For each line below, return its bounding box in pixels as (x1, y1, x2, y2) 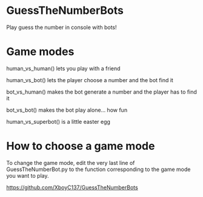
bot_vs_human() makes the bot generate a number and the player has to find (6, 88, 197, 95)
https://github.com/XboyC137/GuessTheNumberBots (6, 184, 138, 191)
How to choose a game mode (6, 140, 155, 153)
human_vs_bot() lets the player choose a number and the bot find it (6, 76, 174, 83)
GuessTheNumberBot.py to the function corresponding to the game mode (6, 166, 191, 173)
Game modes (6, 45, 75, 59)
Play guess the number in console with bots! (6, 24, 117, 31)
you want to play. (6, 172, 49, 179)
